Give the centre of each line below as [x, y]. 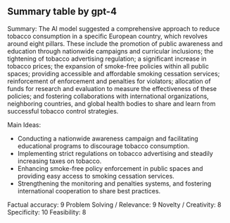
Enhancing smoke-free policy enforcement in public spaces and [110, 168]
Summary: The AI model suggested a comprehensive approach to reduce [114, 28]
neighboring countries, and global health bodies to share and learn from [111, 103]
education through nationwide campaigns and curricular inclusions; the [110, 51]
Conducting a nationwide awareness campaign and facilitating [108, 138]
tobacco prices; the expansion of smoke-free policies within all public [108, 66]
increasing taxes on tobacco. [59, 161]
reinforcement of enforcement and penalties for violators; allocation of [109, 81]
